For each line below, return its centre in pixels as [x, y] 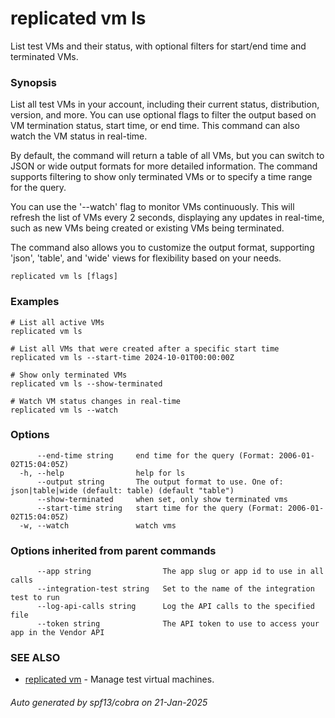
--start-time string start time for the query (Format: [160, 508]
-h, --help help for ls [102, 473]
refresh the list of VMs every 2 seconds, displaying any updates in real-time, [167, 218]
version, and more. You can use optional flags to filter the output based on [163, 115]
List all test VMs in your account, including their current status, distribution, [165, 104]
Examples [35, 302]
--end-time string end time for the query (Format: [155, 455]
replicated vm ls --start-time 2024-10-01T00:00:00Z [122, 357]
